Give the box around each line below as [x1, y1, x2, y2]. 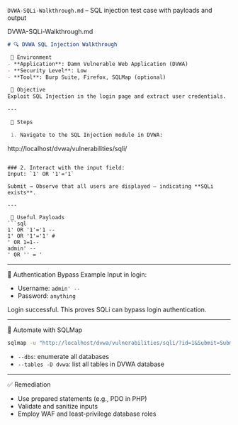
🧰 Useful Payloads [10, 214, 65, 221]
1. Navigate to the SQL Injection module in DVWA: [10, 131, 163, 138]
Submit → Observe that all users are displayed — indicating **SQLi [7, 182, 214, 190]
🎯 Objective [10, 87, 46, 94]
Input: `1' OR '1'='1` [7, 170, 74, 177]
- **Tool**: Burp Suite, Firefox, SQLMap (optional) [7, 74, 166, 81]
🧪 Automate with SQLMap [7, 326, 83, 334]
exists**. [7, 189, 37, 196]
